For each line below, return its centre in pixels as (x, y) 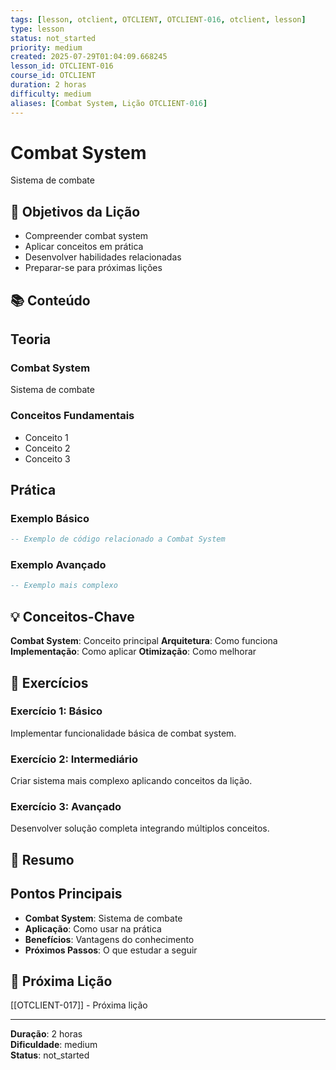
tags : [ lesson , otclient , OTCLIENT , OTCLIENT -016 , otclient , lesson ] (158, 19)
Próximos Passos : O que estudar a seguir (111, 950)
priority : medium (46, 47)
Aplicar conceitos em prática (84, 247)
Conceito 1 (46, 437)
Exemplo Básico (50, 518)
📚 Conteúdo (50, 300)
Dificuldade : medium (54, 1045)
